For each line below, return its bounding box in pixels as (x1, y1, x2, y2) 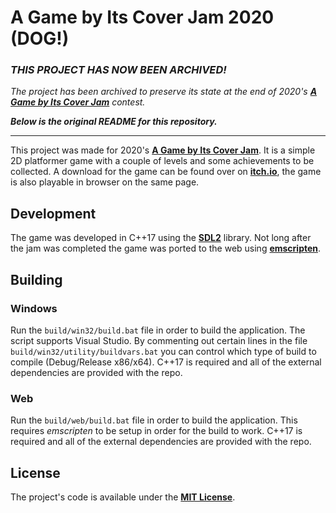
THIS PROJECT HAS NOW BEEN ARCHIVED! (10, 63, 227, 77)
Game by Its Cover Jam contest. (10, 96, 146, 108)
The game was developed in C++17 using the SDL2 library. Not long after (10, 232, 312, 244)
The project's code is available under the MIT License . (10, 491, 236, 503)
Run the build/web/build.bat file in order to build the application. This (10, 414, 298, 426)
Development (10, 205, 97, 222)
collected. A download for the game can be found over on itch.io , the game (10, 166, 322, 178)
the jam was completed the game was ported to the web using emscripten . (10, 242, 322, 255)
